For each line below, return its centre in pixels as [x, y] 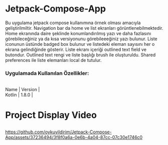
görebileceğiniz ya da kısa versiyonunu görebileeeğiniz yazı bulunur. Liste [81, 39]
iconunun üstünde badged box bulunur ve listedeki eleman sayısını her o [80, 44]
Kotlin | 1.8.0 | [19, 95]
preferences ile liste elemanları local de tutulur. [53, 60]
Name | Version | [23, 90]
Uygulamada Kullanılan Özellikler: [47, 73]
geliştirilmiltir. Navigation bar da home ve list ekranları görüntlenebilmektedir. [84, 28]
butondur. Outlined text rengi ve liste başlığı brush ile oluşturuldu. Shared [80, 55]
